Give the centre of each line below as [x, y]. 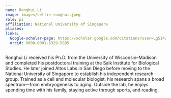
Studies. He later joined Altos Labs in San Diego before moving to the [78, 68]
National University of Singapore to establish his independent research [79, 74]
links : [12, 34]
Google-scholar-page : [33, 39]
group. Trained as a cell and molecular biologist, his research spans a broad [85, 79]
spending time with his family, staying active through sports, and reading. [82, 90]
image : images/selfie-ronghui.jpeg [43, 15]
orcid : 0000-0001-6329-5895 [40, 43]
